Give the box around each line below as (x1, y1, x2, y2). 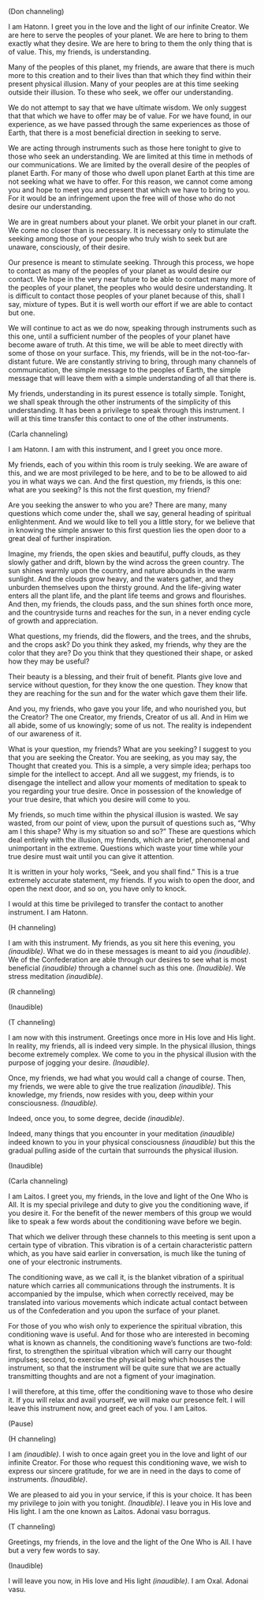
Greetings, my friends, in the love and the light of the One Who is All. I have (8, 1538, 252, 1546)
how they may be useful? (8, 656, 90, 666)
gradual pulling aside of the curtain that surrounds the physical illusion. (8, 1146, 239, 1155)
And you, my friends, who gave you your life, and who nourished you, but (8, 704, 247, 713)
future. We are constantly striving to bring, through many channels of (32, 357, 257, 366)
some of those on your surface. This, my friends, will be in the (8, 349, 210, 357)
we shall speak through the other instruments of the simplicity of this (8, 398, 231, 406)
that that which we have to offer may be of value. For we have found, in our (8, 111, 252, 121)
